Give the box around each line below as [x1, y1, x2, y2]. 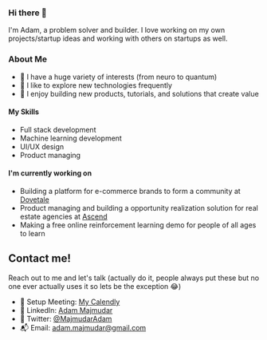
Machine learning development [19, 133, 122, 143]
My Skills [8, 107, 40, 117]
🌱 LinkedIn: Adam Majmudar [19, 305, 113, 314]
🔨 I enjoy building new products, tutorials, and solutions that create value [19, 89, 259, 98]
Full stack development [19, 125, 96, 134]
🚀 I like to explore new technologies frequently [19, 80, 173, 90]
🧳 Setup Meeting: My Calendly [19, 297, 120, 306]
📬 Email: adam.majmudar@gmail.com [19, 322, 147, 332]
